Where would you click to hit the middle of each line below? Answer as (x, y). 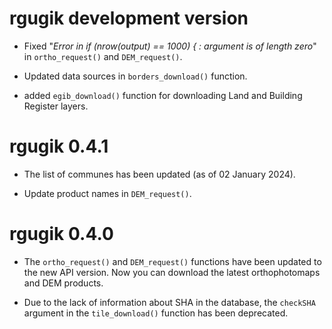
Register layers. (56, 106)
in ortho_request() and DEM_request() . (103, 56)
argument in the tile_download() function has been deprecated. (156, 313)
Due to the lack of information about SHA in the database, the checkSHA (169, 302)
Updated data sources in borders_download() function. (135, 76)
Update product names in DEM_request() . (107, 193)
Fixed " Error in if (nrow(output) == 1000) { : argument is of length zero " (170, 46)
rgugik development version (129, 18)
